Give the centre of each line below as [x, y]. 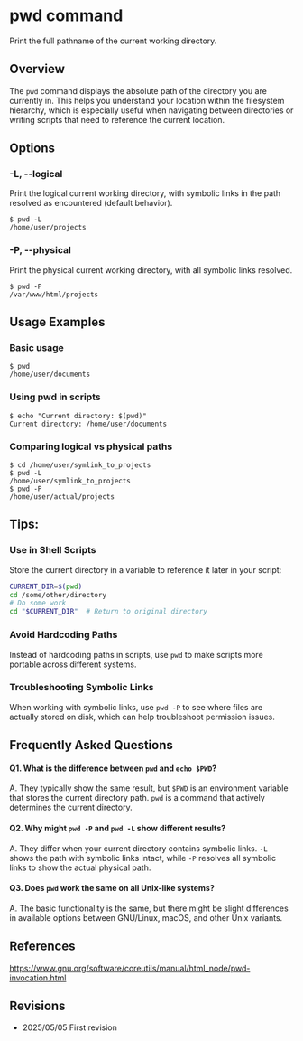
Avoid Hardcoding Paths [64, 635]
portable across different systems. [73, 664]
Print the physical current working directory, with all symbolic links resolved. [151, 270]
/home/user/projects [48, 228]
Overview [37, 69]
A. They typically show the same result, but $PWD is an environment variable [149, 788]
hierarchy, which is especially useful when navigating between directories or [151, 110]
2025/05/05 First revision [69, 1027]
